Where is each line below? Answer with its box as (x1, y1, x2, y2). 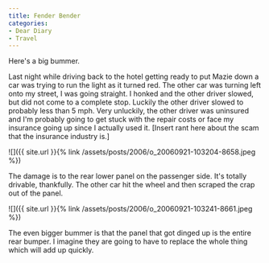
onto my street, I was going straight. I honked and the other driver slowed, (8, 89, 254, 99)
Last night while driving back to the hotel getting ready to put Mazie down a (8, 72, 259, 81)
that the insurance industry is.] (8, 132, 110, 142)
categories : (8, 19, 48, 27)
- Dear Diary (8, 27, 52, 35)
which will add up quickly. (8, 245, 94, 255)
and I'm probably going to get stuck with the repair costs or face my (8, 114, 234, 125)
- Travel (8, 34, 38, 43)
